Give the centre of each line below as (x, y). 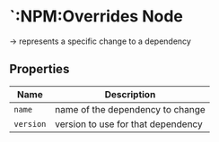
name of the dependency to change (131, 109)
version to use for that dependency (129, 124)
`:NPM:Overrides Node (96, 17)
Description (130, 94)
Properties (39, 69)
